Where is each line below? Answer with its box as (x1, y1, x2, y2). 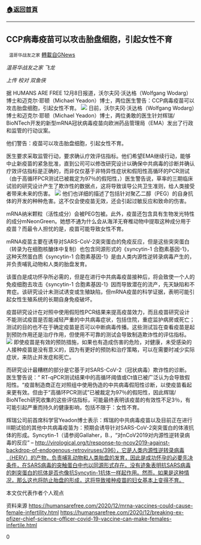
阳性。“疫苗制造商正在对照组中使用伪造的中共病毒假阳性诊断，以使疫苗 (6, 381, 182, 388)
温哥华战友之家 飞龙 (6, 64, 55, 71)
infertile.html (6, 522, 38, 529)
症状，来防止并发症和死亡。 (6, 354, 75, 361)
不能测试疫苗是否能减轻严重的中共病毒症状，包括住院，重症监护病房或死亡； (6, 316, 195, 324)
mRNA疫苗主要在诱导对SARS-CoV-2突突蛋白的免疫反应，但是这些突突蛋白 (6, 238, 190, 245)
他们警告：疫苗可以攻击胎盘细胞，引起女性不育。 (6, 140, 127, 147)
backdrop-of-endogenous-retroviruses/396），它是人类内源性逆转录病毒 (6, 447, 185, 454)
